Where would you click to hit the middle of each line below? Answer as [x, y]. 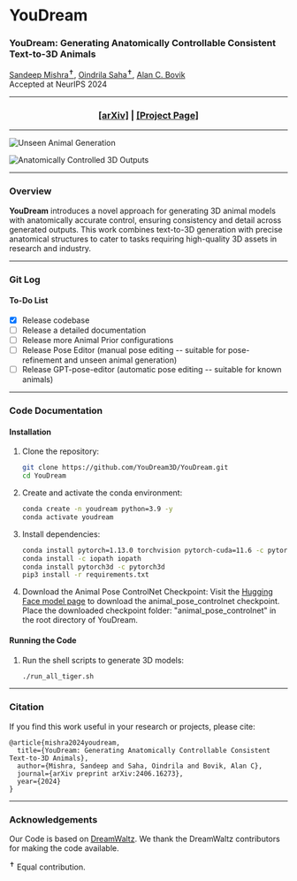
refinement [42, 360]
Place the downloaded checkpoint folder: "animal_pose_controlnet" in [149, 610]
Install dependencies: [61, 534]
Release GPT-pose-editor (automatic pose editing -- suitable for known [152, 370]
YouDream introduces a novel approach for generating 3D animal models [143, 211]
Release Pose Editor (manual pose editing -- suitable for [124, 350]
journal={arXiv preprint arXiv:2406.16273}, [100, 774]
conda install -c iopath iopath [81, 558]
